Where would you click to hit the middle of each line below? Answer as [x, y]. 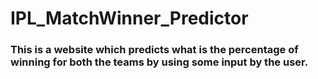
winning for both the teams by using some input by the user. [159, 62]
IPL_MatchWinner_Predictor [129, 18]
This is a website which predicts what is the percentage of [154, 50]
